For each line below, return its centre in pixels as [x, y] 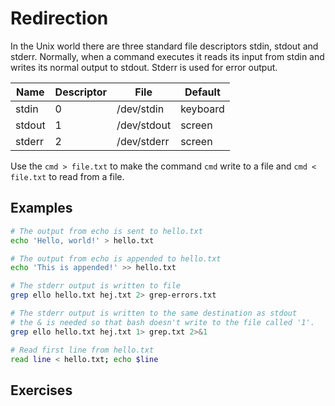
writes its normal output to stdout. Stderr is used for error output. [144, 67]
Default [202, 92]
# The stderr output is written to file [96, 286]
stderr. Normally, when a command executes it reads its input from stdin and [167, 56]
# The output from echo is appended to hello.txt [116, 258]
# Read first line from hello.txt [82, 350]
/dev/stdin [140, 109]
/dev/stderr [143, 141]
